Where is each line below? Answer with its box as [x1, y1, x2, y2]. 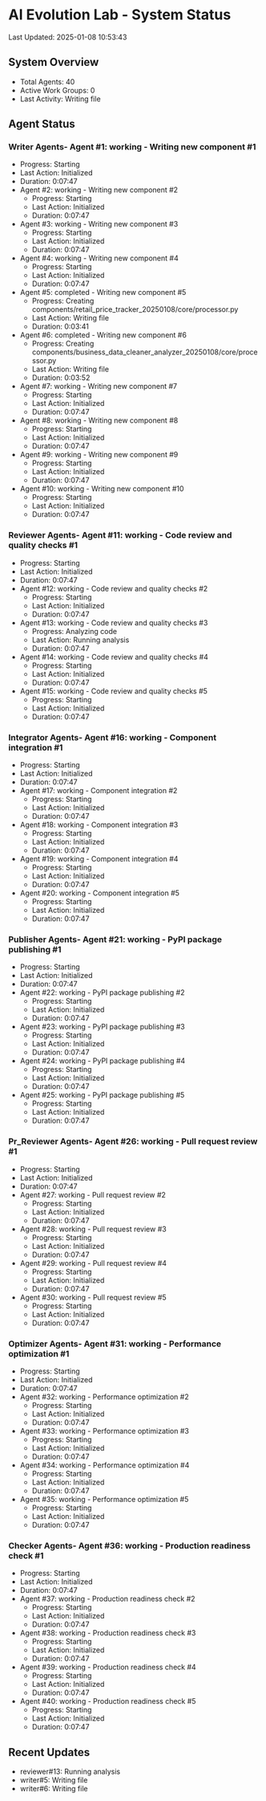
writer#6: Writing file [19, 1784, 88, 1794]
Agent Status [8, 117, 75, 131]
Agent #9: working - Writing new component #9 [19, 450, 179, 460]
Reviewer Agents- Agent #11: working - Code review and [8, 530, 232, 541]
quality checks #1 [8, 540, 79, 551]
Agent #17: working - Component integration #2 [19, 786, 178, 796]
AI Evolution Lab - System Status [8, 6, 232, 24]
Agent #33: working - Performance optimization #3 [19, 1426, 190, 1435]
